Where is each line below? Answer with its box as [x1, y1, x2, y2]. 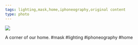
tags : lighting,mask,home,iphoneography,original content [5, 7, 126, 12]
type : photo [5, 12, 29, 17]
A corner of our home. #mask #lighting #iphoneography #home [5, 34, 133, 40]
